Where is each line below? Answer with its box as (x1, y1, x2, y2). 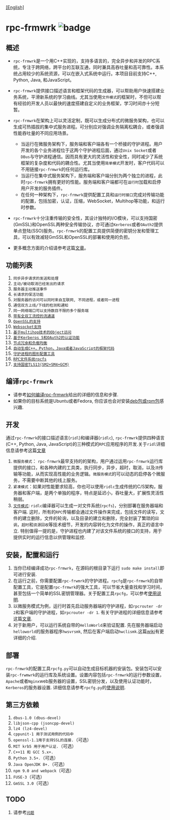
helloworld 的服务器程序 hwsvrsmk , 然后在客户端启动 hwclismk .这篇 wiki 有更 (13, 628, 164, 634)
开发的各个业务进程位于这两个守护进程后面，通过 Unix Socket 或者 (20, 147, 157, 153)
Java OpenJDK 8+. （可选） (13, 761, 68, 767)
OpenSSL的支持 (13, 319, 41, 324)
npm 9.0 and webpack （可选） (13, 767, 74, 773)
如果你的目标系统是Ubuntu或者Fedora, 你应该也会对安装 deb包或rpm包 (13, 398, 160, 404)
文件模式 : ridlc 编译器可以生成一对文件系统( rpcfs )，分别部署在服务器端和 (13, 503, 163, 509)
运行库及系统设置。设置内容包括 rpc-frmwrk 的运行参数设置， (39, 672, 164, 678)
